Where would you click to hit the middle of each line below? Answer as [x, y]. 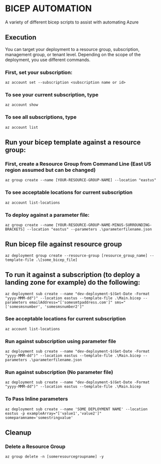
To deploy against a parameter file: [47, 215]
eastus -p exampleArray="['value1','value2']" [53, 413]
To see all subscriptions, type [41, 117]
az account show [22, 105]
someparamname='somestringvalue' [39, 418]
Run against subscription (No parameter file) [59, 372]
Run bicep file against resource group [64, 244]
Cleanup [18, 433]
